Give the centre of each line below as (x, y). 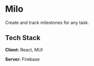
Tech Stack (23, 38)
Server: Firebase (23, 59)
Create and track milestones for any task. (47, 22)
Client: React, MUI (24, 49)
